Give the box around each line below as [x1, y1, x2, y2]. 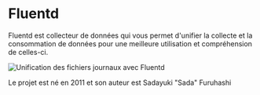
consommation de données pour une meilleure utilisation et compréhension [8, 38, 253, 48]
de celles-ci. [8, 47, 49, 57]
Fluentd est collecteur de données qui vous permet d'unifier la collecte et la [8, 31, 253, 40]
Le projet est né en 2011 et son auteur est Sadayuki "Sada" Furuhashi [8, 78, 232, 87]
